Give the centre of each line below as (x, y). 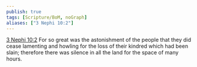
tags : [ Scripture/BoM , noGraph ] (47, 17)
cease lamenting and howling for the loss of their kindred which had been (97, 46)
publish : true (24, 12)
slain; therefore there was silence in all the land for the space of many (92, 53)
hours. (14, 59)
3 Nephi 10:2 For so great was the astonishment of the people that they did (99, 40)
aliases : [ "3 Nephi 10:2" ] (40, 23)
